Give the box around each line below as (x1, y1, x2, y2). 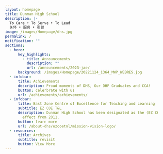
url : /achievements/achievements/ (17, 92, 88, 97)
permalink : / (5, 34, 32, 39)
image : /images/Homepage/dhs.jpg (5, 29, 73, 34)
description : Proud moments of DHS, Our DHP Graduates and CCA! (17, 83, 151, 88)
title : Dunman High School (5, 12, 60, 16)
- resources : (9, 128, 36, 133)
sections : (5, 43, 25, 48)
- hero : (9, 47, 25, 52)
